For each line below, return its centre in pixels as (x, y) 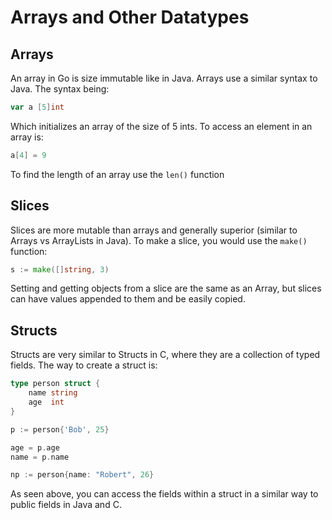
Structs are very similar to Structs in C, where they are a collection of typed (165, 355)
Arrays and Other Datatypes (130, 17)
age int (46, 402)
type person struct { (55, 384)
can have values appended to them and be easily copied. (128, 299)
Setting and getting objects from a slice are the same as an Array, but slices (166, 288)
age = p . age (35, 447)
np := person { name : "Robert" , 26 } (82, 475)
